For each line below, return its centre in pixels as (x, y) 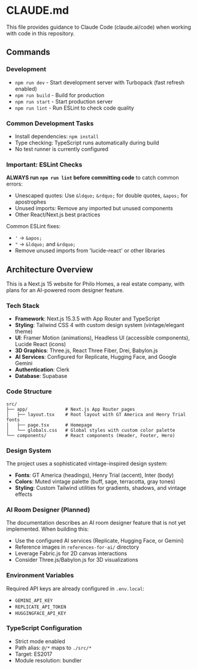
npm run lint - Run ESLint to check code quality (75, 108)
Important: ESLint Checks (44, 164)
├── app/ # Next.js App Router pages (71, 409)
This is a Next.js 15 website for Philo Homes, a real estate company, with (95, 284)
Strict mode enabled (40, 641)
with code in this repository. (40, 33)
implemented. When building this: (48, 529)
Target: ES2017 (34, 654)
